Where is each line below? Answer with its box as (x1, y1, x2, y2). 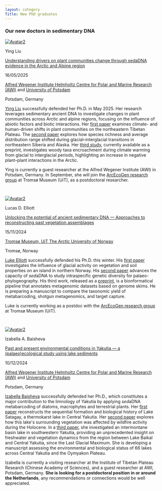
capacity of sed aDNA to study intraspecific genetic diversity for (5, 273, 132, 279)
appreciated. (5, 480, 31, 486)
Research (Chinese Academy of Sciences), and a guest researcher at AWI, (5, 465, 154, 471)
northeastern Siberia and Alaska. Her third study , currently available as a (5, 141, 150, 147)
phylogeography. (5, 278, 39, 283)
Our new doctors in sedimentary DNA (5, 28, 96, 35)
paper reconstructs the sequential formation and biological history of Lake (5, 409, 154, 415)
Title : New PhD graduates (5, 12, 57, 17)
